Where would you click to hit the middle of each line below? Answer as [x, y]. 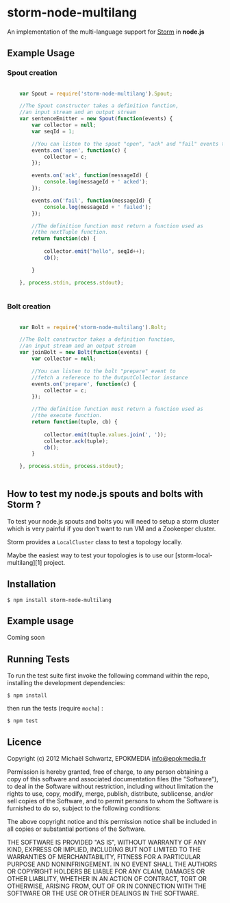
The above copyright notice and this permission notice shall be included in [112, 822]
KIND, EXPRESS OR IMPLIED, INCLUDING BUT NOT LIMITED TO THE [104, 849]
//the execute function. [67, 416]
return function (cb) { [64, 238]
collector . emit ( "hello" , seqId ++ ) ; [94, 252]
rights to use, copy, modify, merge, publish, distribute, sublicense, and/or [110, 794]
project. [54, 562]
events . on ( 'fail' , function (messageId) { [92, 201]
